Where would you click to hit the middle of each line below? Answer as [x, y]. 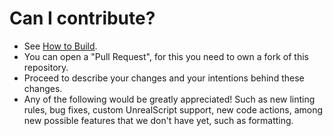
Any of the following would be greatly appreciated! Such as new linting [169, 99]
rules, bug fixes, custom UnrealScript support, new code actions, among [173, 109]
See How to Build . [60, 46]
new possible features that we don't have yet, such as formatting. [158, 120]
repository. [46, 67]
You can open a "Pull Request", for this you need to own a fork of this [166, 56]
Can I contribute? [82, 18]
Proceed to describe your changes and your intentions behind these [164, 78]
